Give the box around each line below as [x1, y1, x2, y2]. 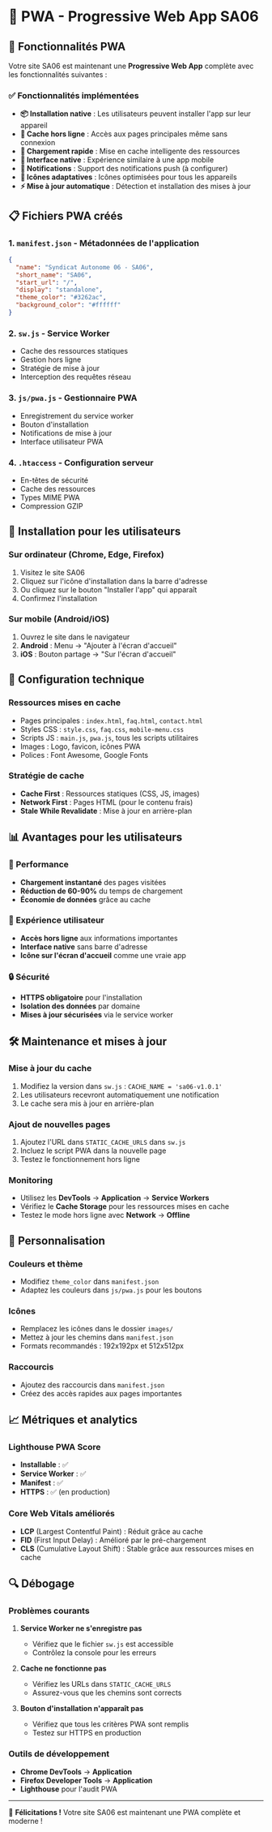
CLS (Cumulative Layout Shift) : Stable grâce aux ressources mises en [19, 1543, 254, 1553]
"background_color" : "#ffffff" [15, 301, 121, 309]
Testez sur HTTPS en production [32, 1728, 142, 1738]
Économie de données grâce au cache [19, 894, 151, 904]
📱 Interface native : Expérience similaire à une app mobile [19, 155, 215, 165]
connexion [19, 138, 56, 148]
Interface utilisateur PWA [19, 436, 104, 446]
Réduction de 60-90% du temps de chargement [19, 886, 184, 896]
